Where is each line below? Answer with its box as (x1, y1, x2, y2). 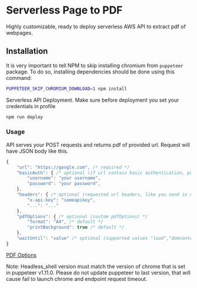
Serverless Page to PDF (6, 4, 123, 17)
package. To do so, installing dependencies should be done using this (6, 68, 175, 75)
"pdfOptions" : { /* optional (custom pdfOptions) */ (16, 213, 148, 219)
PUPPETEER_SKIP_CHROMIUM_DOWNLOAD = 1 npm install (6, 86, 127, 92)
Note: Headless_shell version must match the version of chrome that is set (6, 263, 186, 270)
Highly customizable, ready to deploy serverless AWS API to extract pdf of (6, 23, 186, 30)
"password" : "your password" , (27, 180, 101, 187)
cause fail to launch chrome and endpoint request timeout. (6, 275, 148, 282)
